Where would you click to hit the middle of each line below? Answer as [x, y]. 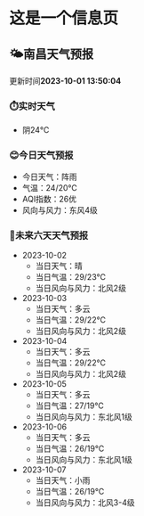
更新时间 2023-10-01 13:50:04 [65, 81]
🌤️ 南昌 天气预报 [52, 54]
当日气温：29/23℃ [71, 276]
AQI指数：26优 [49, 199]
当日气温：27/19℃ [69, 405]
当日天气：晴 [59, 266]
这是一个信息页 [64, 18]
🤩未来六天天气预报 [49, 235]
